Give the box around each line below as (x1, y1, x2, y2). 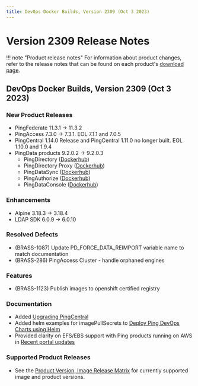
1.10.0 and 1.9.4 (14, 143, 52, 150)
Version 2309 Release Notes (6, 34, 150, 48)
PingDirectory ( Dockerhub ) (23, 156, 90, 163)
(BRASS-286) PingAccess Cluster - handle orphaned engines (14, 257, 165, 264)
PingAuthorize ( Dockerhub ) (23, 175, 91, 182)
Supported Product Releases (6, 353, 91, 362)
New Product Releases (6, 110, 73, 119)
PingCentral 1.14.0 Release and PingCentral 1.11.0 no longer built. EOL (14, 137, 183, 144)
